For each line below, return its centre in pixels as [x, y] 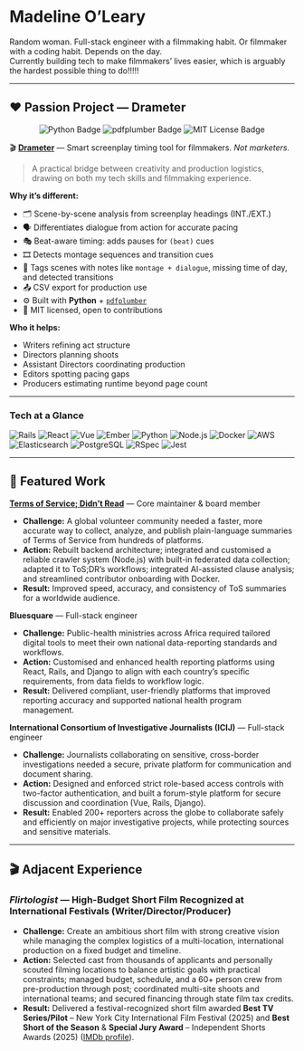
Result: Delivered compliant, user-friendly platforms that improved [147, 691]
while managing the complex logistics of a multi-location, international [153, 941]
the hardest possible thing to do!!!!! [74, 71]
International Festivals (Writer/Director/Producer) [121, 912]
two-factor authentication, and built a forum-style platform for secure [152, 793]
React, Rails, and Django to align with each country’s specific [136, 671]
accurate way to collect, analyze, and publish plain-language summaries [157, 530]
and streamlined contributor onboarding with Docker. [121, 578]
